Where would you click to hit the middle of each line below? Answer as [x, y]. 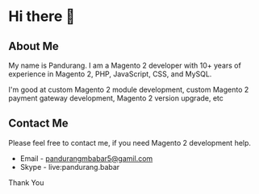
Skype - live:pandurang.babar [70, 167]
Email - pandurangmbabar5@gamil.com [86, 158]
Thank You [26, 182]
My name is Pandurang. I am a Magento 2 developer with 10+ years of [125, 65]
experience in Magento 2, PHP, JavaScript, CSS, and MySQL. [110, 74]
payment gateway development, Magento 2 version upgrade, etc [116, 98]
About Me [33, 46]
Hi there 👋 [42, 17]
